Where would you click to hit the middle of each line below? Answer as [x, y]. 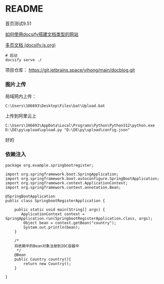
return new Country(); [47, 264]
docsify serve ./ [24, 60]
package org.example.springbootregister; [50, 165]
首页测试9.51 [18, 23]
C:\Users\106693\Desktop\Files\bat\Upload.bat [55, 106]
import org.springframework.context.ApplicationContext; [67, 183]
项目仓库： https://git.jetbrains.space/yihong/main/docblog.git [70, 70]
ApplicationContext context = [53, 214]
